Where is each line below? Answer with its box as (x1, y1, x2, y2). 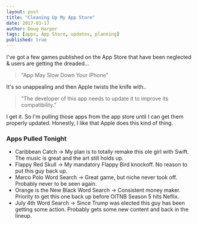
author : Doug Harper (6, 25, 58, 32)
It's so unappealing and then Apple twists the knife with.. (6, 83, 147, 90)
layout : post (6, 8, 39, 15)
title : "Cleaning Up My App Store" (6, 14, 95, 21)
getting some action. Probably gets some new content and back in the (14, 206, 189, 213)
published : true (6, 37, 47, 43)
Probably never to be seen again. (14, 180, 97, 188)
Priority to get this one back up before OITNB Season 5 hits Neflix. (14, 193, 180, 200)
